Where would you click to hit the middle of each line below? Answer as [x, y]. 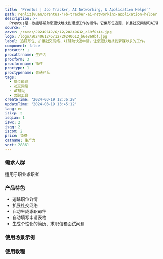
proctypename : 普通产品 [27, 73]
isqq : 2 [13, 127]
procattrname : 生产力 [26, 55]
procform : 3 [17, 59]
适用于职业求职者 [22, 174]
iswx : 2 [13, 122]
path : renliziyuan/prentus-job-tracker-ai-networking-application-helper [81, 14]
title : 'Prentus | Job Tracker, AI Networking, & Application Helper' [78, 9]
